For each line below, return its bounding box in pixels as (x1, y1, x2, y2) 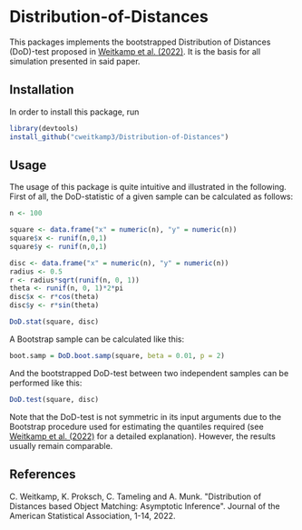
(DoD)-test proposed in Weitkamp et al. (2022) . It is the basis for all (9, 45, 261, 56)
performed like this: (9, 377, 83, 388)
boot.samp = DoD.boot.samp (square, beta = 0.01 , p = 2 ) (9, 351, 225, 360)
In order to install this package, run (9, 106, 140, 117)
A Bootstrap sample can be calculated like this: (9, 334, 185, 345)
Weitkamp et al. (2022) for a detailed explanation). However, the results (9, 430, 277, 442)
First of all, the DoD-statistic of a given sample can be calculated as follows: (9, 191, 294, 202)
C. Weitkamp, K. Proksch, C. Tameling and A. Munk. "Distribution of (9, 491, 261, 502)
